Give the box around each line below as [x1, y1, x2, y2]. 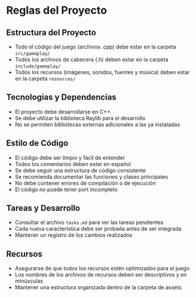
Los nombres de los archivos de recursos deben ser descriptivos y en [14, 271, 187, 278]
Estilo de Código [6, 138, 69, 148]
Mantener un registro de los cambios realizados [14, 231, 133, 239]
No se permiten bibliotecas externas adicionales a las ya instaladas [14, 121, 180, 128]
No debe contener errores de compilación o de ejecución [14, 179, 157, 186]
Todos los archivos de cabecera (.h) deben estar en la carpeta [14, 56, 169, 63]
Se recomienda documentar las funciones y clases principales [14, 173, 169, 180]
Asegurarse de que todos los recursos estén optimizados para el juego [14, 265, 190, 272]
